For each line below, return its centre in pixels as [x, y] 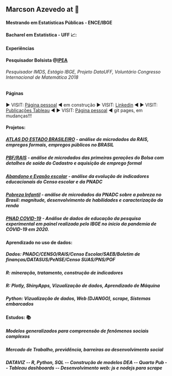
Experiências [20, 48]
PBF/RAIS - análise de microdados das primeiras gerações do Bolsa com [85, 158]
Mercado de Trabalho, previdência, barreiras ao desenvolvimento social [84, 349]
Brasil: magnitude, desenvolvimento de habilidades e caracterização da [84, 200]
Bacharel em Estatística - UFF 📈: [41, 34]
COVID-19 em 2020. [28, 229]
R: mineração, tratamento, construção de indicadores [64, 273]
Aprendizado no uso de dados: [39, 242]
